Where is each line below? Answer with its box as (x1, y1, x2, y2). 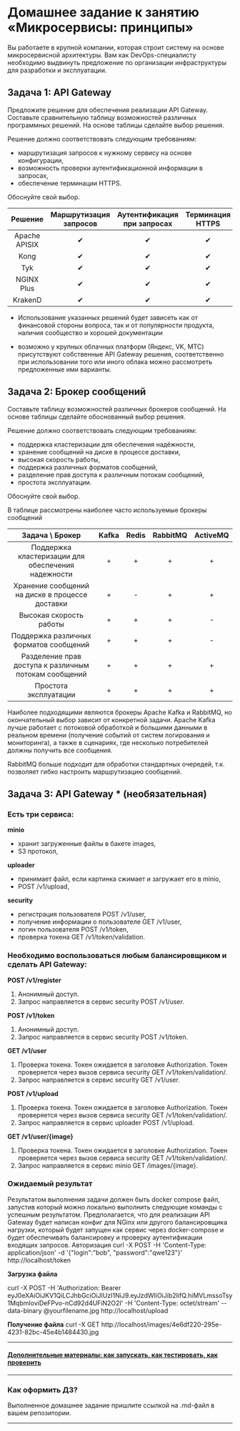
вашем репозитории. (7, 1409, 71, 1417)
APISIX (15, 239, 39, 249)
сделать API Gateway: (7, 959, 88, 969)
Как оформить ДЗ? (7, 1385, 79, 1395)
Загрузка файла (7, 1270, 58, 1278)
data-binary (7, 1306, 42, 1315)
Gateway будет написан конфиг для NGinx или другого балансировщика (7, 1217, 228, 1226)
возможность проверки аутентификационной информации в (17, 164, 204, 172)
